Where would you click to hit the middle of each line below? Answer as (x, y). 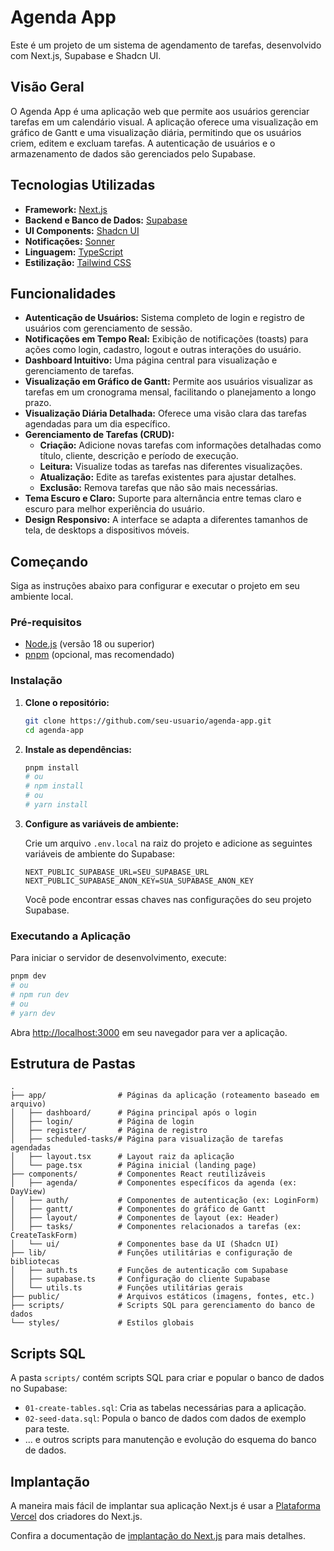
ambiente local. (42, 597)
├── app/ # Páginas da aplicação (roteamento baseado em (165, 1096)
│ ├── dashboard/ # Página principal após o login (133, 1113)
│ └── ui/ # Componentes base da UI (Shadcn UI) (145, 1244)
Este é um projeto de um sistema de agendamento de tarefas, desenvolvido (166, 45)
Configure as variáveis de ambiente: (102, 823)
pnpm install (52, 767)
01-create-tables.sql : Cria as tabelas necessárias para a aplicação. (165, 1408)
